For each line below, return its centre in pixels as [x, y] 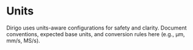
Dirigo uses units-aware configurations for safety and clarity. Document [97, 28]
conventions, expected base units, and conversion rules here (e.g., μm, [96, 34]
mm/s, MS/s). [24, 40]
